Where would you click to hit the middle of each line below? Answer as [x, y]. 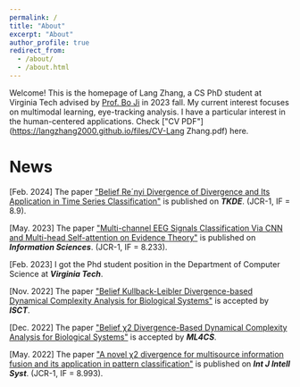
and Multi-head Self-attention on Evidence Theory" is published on [133, 237]
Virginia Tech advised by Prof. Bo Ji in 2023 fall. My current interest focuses [150, 102]
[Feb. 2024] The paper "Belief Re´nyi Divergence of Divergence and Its [140, 191]
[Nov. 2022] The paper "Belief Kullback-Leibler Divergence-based [131, 290]
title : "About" [37, 26]
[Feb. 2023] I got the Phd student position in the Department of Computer [145, 264]
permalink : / [33, 17]
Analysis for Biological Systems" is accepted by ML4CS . [113, 337]
